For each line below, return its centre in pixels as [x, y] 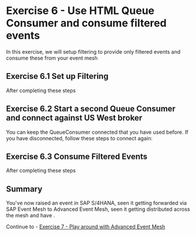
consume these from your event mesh [52, 58]
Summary [24, 189]
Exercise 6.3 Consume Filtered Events [77, 156]
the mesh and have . [31, 216]
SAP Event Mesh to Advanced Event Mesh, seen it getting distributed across [98, 209]
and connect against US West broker [74, 118]
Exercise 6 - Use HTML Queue [80, 11]
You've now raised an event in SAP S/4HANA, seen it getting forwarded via [97, 203]
